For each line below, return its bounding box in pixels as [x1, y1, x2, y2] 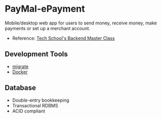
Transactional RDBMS [12, 102, 58, 108]
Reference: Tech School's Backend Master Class [12, 35, 115, 41]
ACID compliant [12, 108, 45, 114]
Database [5, 83, 36, 92]
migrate [12, 63, 29, 69]
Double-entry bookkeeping [12, 97, 70, 103]
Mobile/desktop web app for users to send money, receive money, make [5, 20, 157, 26]
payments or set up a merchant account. [5, 25, 90, 31]
